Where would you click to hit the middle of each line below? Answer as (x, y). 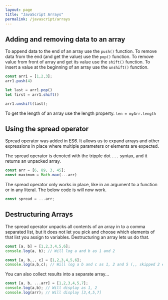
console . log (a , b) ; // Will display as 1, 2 (51, 288)
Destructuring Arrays (39, 214)
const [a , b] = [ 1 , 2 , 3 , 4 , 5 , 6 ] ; (38, 246)
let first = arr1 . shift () (32, 95)
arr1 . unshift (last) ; (27, 104)
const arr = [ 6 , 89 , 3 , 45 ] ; (35, 170)
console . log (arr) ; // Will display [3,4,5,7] (53, 293)
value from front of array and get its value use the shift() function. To (78, 62)
